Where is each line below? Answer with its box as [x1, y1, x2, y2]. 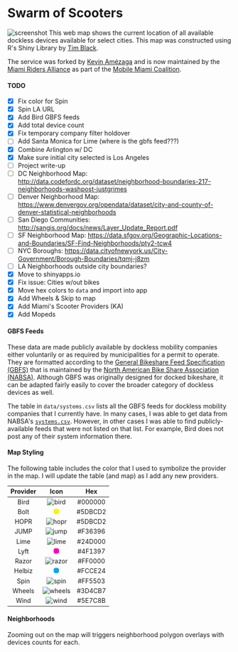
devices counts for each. [7, 638, 80, 646]
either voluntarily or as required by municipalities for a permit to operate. [7, 350, 220, 359]
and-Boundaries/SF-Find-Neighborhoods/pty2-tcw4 [17, 239, 172, 247]
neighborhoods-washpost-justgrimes [17, 185, 128, 193]
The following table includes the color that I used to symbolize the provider [7, 464, 227, 472]
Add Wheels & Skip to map [17, 294, 96, 303]
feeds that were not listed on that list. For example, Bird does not [35, 424, 224, 433]
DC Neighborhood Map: [17, 169, 88, 178]
